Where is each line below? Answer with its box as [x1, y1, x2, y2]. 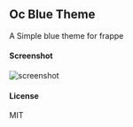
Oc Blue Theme [9, 7, 96, 22]
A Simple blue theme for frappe [9, 30, 124, 41]
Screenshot [9, 50, 53, 61]
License [9, 90, 40, 101]
